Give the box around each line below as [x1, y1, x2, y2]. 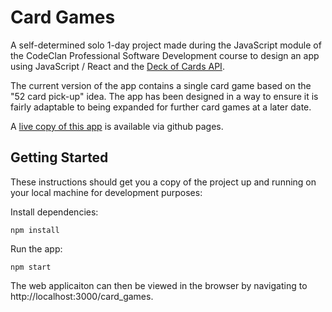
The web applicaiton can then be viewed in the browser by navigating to [10, 279, 308, 291]
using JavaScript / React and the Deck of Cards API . [10, 60, 225, 72]
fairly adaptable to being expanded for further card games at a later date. [10, 101, 312, 113]
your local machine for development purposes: [10, 186, 203, 198]
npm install [10, 225, 60, 235]
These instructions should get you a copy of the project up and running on [10, 176, 317, 188]
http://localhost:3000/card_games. [10, 290, 154, 302]
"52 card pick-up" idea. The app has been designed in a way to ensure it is [10, 90, 319, 102]
